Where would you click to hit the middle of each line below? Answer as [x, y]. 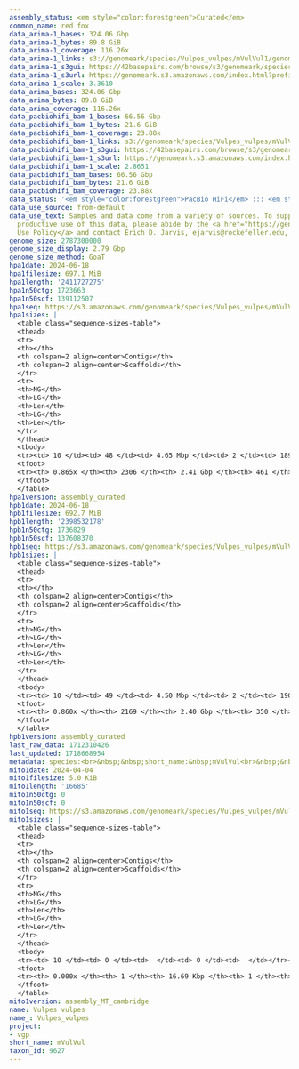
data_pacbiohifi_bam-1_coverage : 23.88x [85, 133]
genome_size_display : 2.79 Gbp [67, 249]
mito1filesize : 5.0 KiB [53, 778]
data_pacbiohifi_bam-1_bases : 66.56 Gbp [85, 117]
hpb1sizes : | [33, 555]
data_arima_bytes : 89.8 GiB [61, 100]
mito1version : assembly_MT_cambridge [79, 1001]
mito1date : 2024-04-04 [51, 770]
